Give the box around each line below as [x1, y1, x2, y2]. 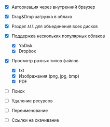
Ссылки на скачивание [11, 117, 59, 123]
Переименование [11, 107, 48, 113]
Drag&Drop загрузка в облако [11, 14, 73, 20]
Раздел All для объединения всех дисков [11, 24, 98, 29]
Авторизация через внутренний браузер [11, 4, 96, 10]
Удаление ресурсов [11, 98, 53, 103]
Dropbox [18, 48, 36, 54]
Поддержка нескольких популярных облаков [11, 33, 105, 39]
